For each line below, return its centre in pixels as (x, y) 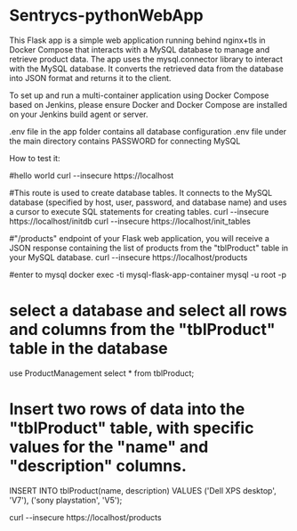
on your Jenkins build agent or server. (79, 114)
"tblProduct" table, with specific (132, 428)
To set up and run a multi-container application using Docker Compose (139, 95)
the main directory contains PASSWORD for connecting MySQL (125, 141)
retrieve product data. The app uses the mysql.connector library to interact (146, 59)
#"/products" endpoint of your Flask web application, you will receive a (139, 238)
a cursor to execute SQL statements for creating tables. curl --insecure (139, 211)
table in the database (89, 349)
